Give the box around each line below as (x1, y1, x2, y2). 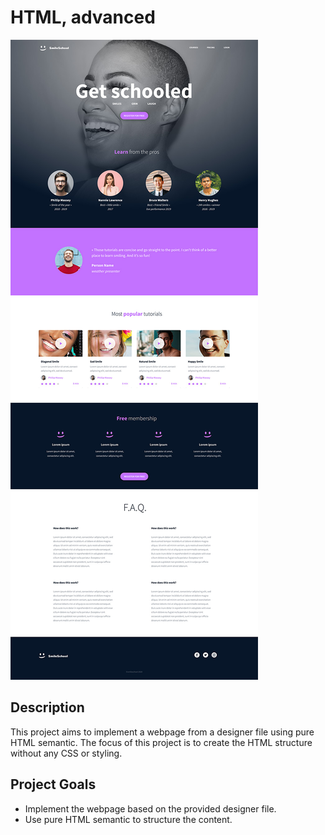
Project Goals (10, 776, 97, 793)
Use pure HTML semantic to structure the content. (24, 813, 233, 825)
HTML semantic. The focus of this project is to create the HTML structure (10, 736, 313, 748)
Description (10, 699, 85, 716)
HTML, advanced (10, 6, 156, 29)
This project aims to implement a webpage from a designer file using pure (10, 726, 315, 738)
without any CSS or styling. (10, 747, 123, 759)
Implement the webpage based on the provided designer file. (24, 802, 277, 815)
